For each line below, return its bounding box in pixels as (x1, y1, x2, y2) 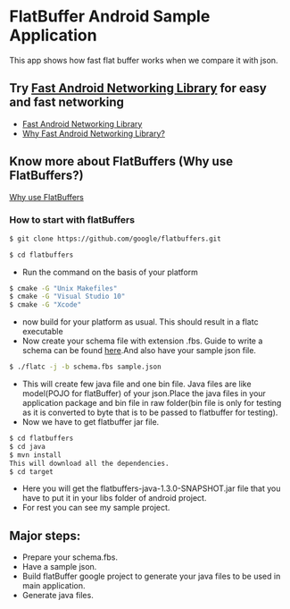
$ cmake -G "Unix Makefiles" (9, 283, 118, 292)
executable (21, 326, 64, 337)
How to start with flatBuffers (9, 214, 136, 226)
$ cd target (9, 467, 54, 476)
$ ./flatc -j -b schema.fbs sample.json (9, 362, 162, 372)
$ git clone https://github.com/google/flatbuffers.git (9, 234, 221, 243)
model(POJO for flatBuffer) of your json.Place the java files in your (21, 388, 266, 399)
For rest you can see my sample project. (21, 503, 170, 513)
